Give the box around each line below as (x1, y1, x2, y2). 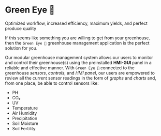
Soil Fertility (12, 125, 36, 131)
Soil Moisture (12, 121, 39, 126)
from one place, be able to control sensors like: (5, 80, 99, 86)
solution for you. (5, 45, 38, 51)
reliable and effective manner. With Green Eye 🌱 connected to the (5, 65, 134, 71)
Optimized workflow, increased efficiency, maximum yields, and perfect (5, 20, 148, 26)
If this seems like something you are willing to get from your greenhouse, (5, 35, 150, 41)
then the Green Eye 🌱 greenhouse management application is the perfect (5, 40, 150, 45)
